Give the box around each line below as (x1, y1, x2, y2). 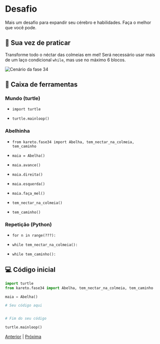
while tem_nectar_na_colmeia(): (12, 242, 78, 248)
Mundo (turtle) (5, 95, 40, 102)
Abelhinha (5, 127, 30, 134)
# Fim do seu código (5, 316, 47, 321)
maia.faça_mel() (12, 191, 45, 196)
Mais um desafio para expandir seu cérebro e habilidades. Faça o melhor (5, 19, 152, 25)
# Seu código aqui (5, 303, 42, 308)
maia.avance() (12, 163, 41, 167)
